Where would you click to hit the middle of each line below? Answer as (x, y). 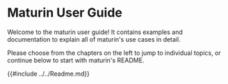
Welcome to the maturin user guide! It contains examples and (95, 32)
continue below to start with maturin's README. (76, 60)
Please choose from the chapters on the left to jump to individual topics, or (114, 53)
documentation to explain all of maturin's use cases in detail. (94, 39)
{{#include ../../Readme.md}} (49, 74)
